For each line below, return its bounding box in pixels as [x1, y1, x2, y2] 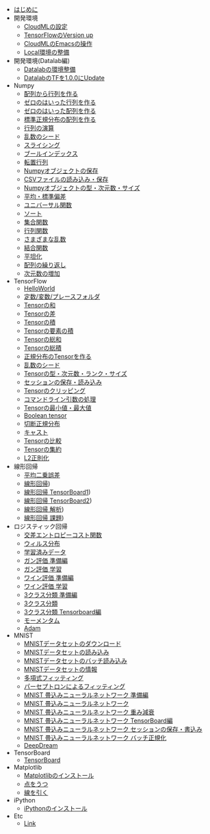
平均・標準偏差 [23, 192, 66, 200]
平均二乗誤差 [23, 471, 60, 479]
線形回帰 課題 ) [23, 514, 64, 522]
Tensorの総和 [23, 336, 62, 343]
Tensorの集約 [23, 445, 62, 453]
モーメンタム [23, 616, 60, 624]
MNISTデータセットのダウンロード [23, 640, 122, 648]
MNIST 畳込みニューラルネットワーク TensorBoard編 [23, 717, 173, 724]
